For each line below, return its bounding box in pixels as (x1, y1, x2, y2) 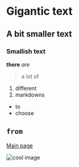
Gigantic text (6, 4, 73, 18)
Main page (6, 142, 33, 149)
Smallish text (6, 47, 46, 56)
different (15, 84, 37, 92)
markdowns (15, 91, 45, 98)
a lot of (21, 72, 39, 80)
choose (15, 109, 35, 117)
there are (6, 61, 30, 68)
